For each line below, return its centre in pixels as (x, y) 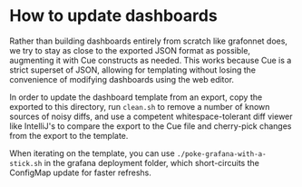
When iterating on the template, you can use (92, 153)
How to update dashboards (113, 16)
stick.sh (26, 163)
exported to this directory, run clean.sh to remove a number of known (140, 106)
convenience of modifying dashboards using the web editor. (122, 79)
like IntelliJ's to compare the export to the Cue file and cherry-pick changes (151, 126)
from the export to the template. (69, 135)
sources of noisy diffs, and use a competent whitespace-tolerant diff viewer (151, 116)
